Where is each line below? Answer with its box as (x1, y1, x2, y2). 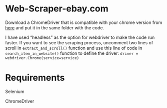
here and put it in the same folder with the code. (5, 24, 104, 30)
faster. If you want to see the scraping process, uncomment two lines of (5, 39, 153, 45)
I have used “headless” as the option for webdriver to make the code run (5, 34, 155, 40)
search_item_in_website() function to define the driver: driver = (5, 50, 138, 56)
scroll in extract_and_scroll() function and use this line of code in (5, 45, 142, 51)
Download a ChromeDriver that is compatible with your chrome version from (5, 19, 162, 25)
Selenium (5, 88, 24, 95)
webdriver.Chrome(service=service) (5, 55, 79, 60)
